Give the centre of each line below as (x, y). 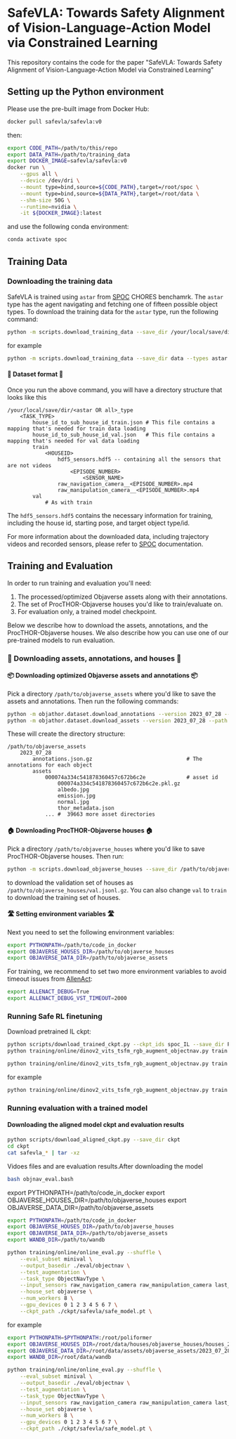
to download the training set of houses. (64, 897)
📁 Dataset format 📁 (35, 375)
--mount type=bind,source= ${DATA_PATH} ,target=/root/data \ (110, 194)
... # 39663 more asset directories (100, 814)
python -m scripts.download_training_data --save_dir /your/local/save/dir (120, 332)
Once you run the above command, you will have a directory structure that (115, 390)
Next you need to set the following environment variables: (91, 932)
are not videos (29, 465)
